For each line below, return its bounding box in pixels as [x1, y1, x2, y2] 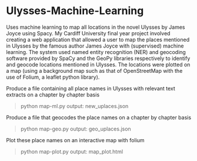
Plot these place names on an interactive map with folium [6, 136, 145, 143]
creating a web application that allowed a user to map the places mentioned [6, 36, 190, 43]
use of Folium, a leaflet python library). [6, 73, 100, 80]
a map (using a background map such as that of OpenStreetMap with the [6, 67, 183, 74]
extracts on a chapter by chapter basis [6, 91, 100, 98]
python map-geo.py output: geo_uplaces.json [20, 125, 131, 132]
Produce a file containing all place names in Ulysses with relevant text [6, 85, 175, 92]
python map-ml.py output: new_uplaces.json [20, 102, 129, 109]
